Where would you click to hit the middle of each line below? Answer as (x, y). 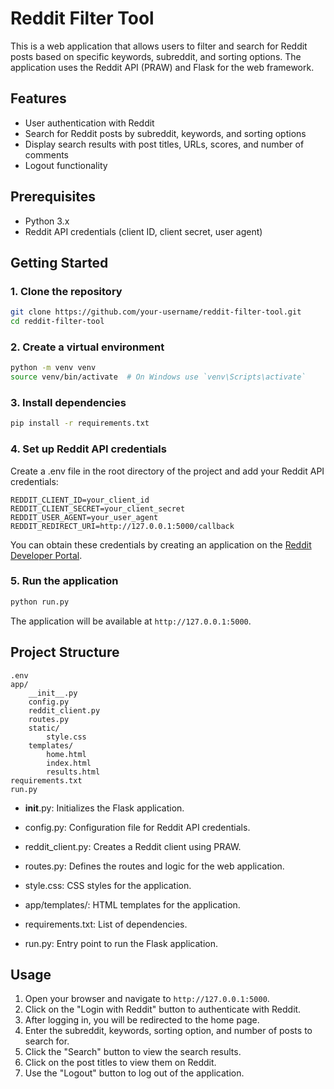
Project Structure (65, 652)
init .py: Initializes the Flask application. (104, 808)
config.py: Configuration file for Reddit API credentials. (137, 827)
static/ (44, 728)
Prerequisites (53, 197)
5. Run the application (64, 581)
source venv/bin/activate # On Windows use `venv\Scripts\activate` (158, 377)
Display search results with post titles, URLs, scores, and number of (164, 144)
